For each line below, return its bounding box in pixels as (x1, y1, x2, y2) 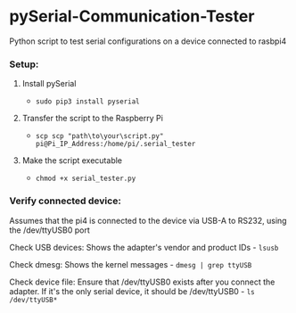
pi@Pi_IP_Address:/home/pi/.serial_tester (35, 140, 196, 149)
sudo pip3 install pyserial (35, 97, 140, 106)
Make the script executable (21, 155, 123, 166)
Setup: (9, 58, 39, 70)
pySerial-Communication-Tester (9, 6, 255, 27)
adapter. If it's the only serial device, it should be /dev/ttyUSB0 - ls (9, 285, 256, 296)
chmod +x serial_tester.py (35, 174, 136, 184)
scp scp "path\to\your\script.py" (35, 132, 164, 141)
